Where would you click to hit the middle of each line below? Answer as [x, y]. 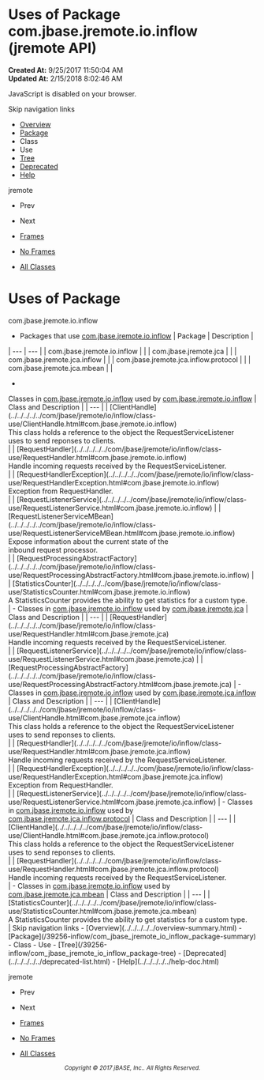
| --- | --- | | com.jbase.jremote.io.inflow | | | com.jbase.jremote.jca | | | [123, 351]
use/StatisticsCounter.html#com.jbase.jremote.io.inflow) [99, 591]
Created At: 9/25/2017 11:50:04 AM [66, 70]
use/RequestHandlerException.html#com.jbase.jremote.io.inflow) [114, 482]
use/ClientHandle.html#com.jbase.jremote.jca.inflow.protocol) [109, 835]
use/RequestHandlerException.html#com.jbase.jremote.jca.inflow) [115, 776]
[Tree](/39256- [83, 944]
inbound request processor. [53, 549]
